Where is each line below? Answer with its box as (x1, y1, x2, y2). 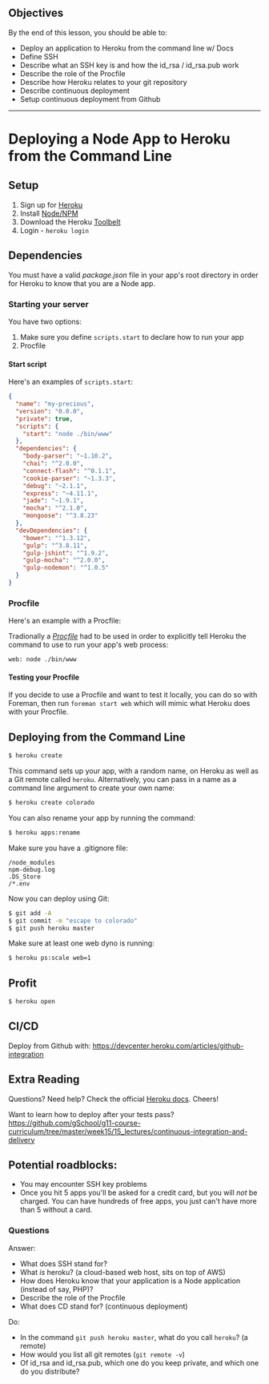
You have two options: (8, 317, 82, 326)
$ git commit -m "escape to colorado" (8, 917, 138, 925)
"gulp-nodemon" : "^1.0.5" (22, 564, 110, 572)
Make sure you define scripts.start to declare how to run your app (19, 332, 244, 341)
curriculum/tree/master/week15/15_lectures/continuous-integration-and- (8, 1126, 248, 1136)
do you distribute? (19, 1366, 80, 1376)
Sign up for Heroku (19, 200, 83, 209)
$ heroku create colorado (8, 799, 94, 807)
